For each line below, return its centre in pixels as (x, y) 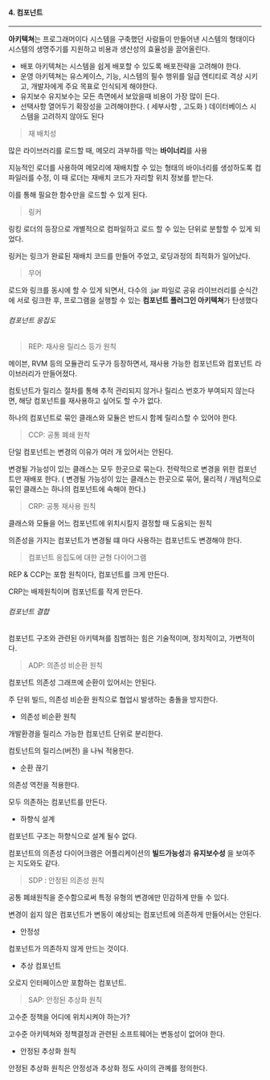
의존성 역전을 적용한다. (44, 784)
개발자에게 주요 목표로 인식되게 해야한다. (94, 86)
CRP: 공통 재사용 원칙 (62, 506)
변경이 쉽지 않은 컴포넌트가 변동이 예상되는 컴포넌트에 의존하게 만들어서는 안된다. (135, 914)
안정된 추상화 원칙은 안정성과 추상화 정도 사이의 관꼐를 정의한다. (108, 1068)
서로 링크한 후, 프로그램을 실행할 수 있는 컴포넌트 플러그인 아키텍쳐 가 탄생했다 (137, 301)
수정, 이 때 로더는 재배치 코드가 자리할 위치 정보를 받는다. (125, 178)
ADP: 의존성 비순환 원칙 (65, 665)
